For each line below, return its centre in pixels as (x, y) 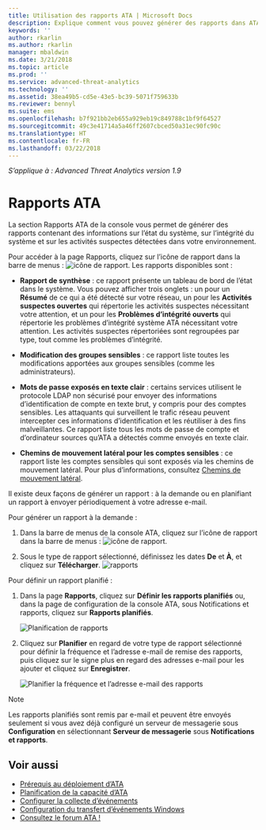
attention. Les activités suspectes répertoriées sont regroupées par (129, 331)
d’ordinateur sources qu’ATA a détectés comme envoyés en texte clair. (134, 438)
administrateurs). (47, 372)
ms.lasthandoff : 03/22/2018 (55, 148)
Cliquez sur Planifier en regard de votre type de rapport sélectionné (131, 644)
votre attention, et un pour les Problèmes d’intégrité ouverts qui (125, 315)
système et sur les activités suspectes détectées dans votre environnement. (132, 242)
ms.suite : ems (32, 112)
